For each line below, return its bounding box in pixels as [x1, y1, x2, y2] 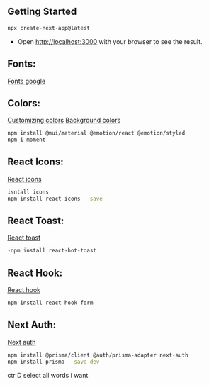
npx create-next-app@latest [7, 24, 91, 31]
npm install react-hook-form [7, 299, 94, 307]
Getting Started [7, 6, 77, 18]
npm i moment [7, 136, 46, 144]
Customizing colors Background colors [7, 116, 121, 125]
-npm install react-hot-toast [7, 247, 97, 255]
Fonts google [7, 77, 46, 85]
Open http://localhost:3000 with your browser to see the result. [17, 37, 203, 45]
